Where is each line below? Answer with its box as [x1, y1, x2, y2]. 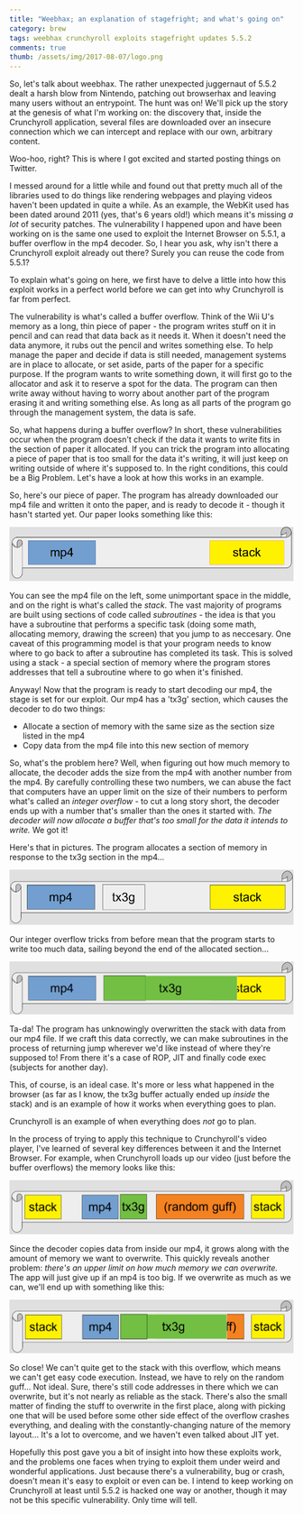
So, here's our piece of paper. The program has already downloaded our [9, 490, 279, 500]
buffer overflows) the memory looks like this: [9, 1162, 176, 1173]
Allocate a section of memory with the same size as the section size [22, 721, 275, 732]
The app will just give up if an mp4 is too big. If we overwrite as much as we [9, 1272, 291, 1283]
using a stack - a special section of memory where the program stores [9, 657, 271, 668]
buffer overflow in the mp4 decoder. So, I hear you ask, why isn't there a [9, 238, 279, 249]
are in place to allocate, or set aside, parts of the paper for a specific [9, 359, 264, 370]
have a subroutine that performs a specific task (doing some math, [9, 619, 257, 630]
